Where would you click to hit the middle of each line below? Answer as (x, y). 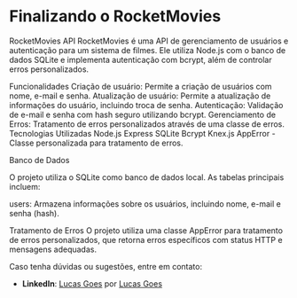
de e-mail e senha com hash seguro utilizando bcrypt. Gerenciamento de (143, 114)
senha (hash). (34, 213)
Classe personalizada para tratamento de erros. (96, 143)
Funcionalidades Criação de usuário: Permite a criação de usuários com (141, 86)
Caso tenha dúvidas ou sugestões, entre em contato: (106, 266)
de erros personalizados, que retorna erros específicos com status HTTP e (146, 239)
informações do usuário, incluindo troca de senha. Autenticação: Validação (146, 105)
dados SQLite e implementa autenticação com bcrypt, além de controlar (141, 59)
